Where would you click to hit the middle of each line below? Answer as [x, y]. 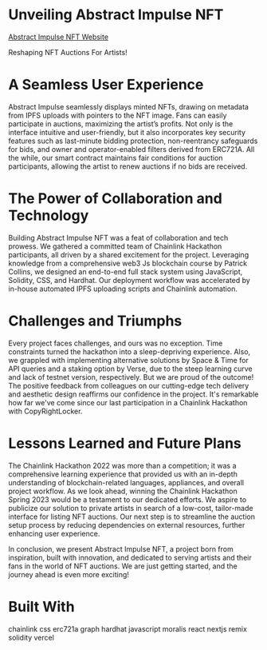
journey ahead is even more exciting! [69, 574]
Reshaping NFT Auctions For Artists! [68, 52]
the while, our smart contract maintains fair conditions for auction [116, 158]
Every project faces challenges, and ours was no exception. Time [116, 343]
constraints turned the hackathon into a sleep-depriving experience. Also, [130, 351]
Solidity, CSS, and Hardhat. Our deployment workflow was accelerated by [130, 280]
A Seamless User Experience [106, 85]
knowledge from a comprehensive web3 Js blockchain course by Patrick [128, 263]
